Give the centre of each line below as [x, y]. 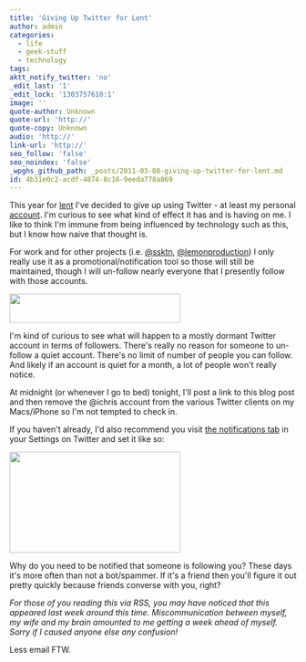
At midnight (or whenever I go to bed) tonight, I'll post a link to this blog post [152, 393]
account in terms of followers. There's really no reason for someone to [142, 346]
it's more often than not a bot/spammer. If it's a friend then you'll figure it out [153, 575]
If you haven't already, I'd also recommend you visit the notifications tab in [149, 429]
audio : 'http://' [42, 137]
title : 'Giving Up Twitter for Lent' [81, 18]
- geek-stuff [42, 52]
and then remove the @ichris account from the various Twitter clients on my [152, 402]
